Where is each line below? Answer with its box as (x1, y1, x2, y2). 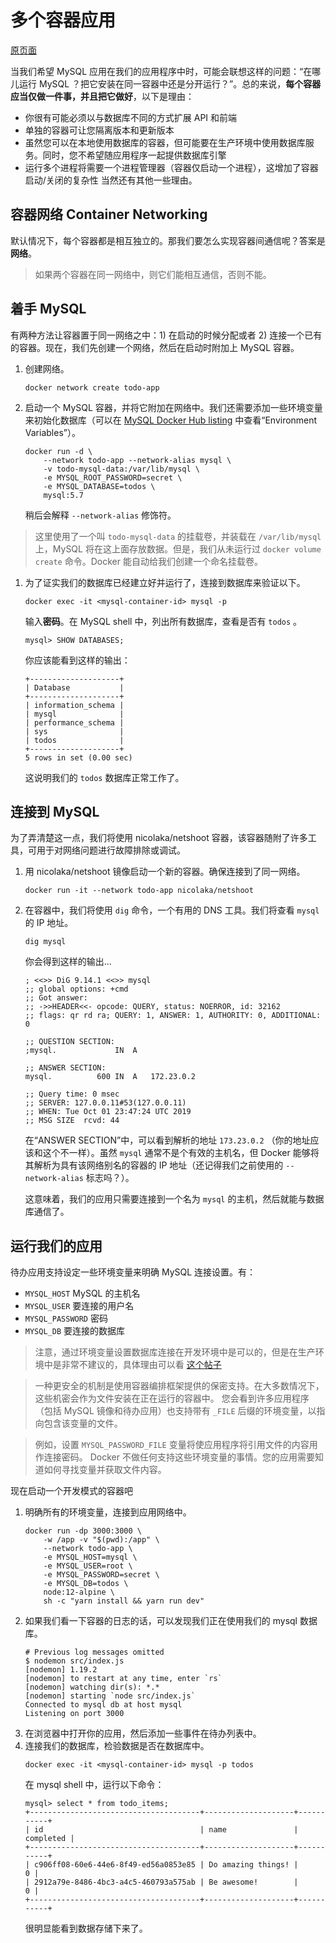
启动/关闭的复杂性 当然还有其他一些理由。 (24, 174, 198, 186)
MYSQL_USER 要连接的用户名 (24, 1300, 135, 1312)
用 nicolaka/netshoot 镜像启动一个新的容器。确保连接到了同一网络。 (24, 866, 306, 878)
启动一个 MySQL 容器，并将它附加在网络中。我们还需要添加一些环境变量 (24, 401, 323, 413)
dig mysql (24, 937, 67, 947)
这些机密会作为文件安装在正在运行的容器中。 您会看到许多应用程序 (34, 1392, 310, 1405)
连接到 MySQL (10, 803, 100, 820)
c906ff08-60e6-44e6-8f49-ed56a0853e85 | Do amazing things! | (34, 1860, 299, 1870)
